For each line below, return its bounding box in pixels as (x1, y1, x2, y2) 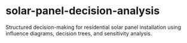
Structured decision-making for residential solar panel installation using (5, 24, 182, 31)
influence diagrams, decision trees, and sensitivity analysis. (5, 29, 152, 37)
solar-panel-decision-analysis (5, 4, 160, 18)
